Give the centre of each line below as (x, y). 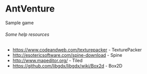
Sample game (20, 23)
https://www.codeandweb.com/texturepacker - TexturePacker (77, 50)
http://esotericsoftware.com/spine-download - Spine (67, 55)
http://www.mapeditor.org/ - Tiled (48, 60)
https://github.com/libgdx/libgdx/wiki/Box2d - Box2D (67, 66)
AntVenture (30, 9)
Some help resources (27, 34)
